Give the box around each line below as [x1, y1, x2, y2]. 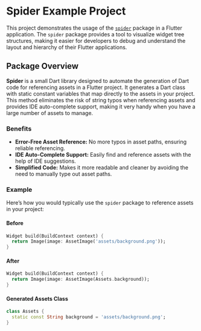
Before [6, 219, 24, 226]
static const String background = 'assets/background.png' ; [11, 314, 166, 320]
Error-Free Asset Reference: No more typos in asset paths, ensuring [14, 138, 187, 146]
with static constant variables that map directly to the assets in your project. [6, 90, 195, 97]
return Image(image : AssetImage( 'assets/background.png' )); [11, 238, 166, 244]
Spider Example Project [6, 4, 126, 18]
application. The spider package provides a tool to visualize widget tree [6, 30, 185, 38]
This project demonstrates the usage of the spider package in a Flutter [6, 24, 182, 31]
